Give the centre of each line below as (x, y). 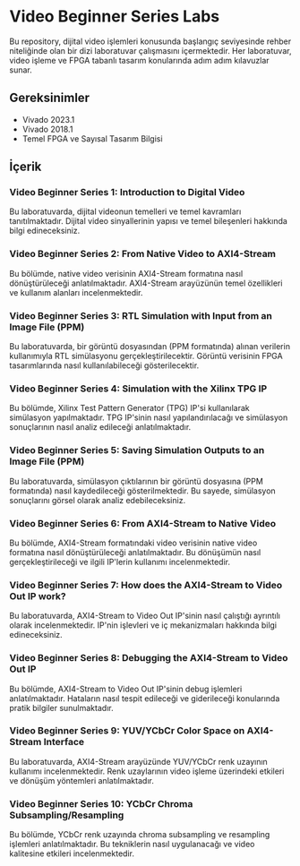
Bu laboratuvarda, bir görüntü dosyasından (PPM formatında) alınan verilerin (150, 347)
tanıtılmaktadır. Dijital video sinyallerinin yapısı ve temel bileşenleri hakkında (149, 221)
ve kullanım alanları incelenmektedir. (76, 292)
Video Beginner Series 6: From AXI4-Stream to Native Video (143, 523)
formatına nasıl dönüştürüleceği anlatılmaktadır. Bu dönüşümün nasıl (135, 552)
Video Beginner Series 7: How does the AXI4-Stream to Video (146, 585)
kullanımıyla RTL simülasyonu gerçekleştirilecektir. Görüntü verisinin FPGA (146, 356)
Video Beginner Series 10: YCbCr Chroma (101, 803)
